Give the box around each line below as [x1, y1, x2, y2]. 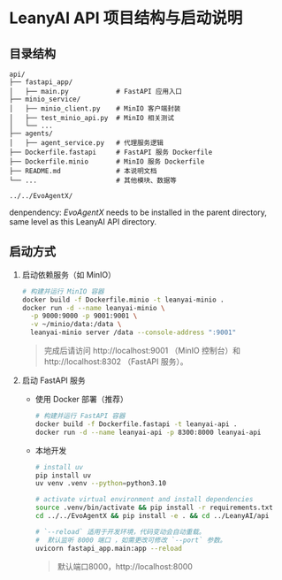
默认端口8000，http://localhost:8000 [57, 561, 193, 571]
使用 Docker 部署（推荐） [34, 394, 128, 405]
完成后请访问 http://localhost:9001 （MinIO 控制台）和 [43, 346, 241, 356]
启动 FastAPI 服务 [21, 375, 86, 385]
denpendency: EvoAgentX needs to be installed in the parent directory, [9, 207, 268, 217]
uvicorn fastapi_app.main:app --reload [34, 544, 183, 553]
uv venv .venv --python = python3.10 [34, 479, 166, 488]
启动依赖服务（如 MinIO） [21, 269, 117, 279]
